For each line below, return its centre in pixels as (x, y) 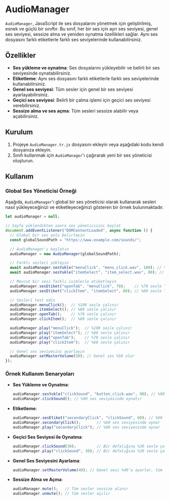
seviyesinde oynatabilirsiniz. (42, 73)
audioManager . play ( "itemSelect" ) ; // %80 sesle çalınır (70, 333)
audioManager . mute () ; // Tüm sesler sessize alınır (70, 489)
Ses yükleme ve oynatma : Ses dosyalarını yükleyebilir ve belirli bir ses (86, 67)
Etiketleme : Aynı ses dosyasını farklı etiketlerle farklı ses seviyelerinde (86, 78)
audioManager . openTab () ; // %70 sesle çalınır (63, 314)
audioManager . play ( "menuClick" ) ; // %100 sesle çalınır (71, 328)
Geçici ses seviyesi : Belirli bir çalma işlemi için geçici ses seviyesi (81, 100)
